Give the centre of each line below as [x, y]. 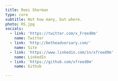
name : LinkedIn [30, 57]
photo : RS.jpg [20, 24]
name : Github [28, 66]
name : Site [26, 48]
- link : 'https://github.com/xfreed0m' [52, 62]
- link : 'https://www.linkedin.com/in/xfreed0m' [62, 52]
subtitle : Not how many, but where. [44, 19]
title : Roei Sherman [27, 10]
